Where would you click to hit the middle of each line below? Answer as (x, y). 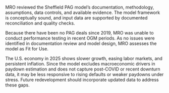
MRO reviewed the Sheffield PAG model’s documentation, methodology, (80, 7)
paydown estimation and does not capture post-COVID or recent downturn (83, 69)
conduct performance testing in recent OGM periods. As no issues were (80, 38)
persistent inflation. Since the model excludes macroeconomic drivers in (80, 64)
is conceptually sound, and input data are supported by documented (76, 18)
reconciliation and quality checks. (40, 23)
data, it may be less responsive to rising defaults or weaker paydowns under (84, 74)
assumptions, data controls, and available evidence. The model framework (83, 12)
